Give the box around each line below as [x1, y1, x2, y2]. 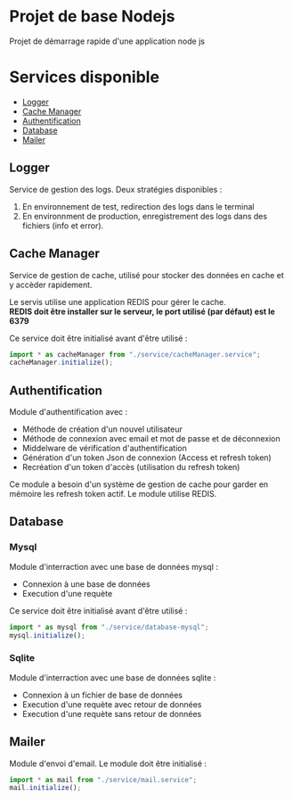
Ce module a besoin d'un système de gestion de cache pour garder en [9, 479, 269, 490]
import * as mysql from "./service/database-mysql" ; [9, 623, 209, 631]
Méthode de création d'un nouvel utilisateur [21, 424, 183, 434]
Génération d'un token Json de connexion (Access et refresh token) [21, 452, 272, 463]
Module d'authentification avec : [9, 407, 128, 417]
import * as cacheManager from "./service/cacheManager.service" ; [9, 350, 261, 359]
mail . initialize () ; [9, 783, 82, 793]
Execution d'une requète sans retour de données [21, 708, 202, 719]
